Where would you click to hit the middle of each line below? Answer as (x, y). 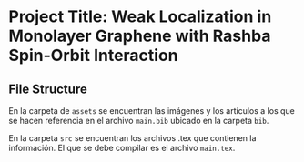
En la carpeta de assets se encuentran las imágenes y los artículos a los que (152, 111)
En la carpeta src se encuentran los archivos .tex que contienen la (132, 138)
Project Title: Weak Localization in (140, 17)
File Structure (48, 89)
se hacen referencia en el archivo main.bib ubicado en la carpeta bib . (139, 121)
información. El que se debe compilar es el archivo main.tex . (122, 148)
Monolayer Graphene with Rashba (140, 36)
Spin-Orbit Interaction (93, 56)
